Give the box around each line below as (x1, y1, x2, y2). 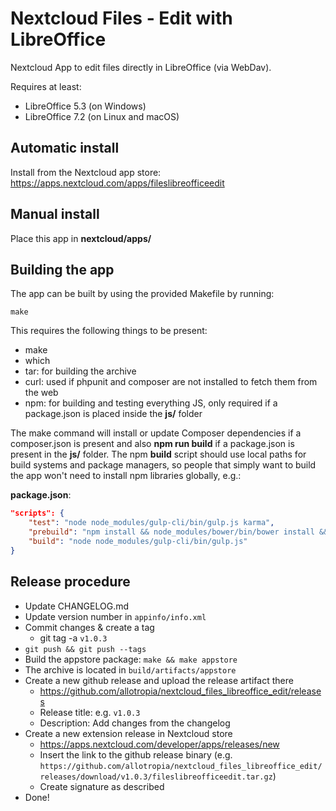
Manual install (10, 206, 100, 223)
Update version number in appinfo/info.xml (24, 610, 207, 622)
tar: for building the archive (24, 365, 137, 377)
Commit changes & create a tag (24, 621, 155, 633)
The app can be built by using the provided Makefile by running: (10, 288, 275, 300)
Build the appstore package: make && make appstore (24, 653, 238, 665)
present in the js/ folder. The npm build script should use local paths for (10, 448, 307, 461)
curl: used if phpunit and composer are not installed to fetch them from (24, 376, 318, 388)
